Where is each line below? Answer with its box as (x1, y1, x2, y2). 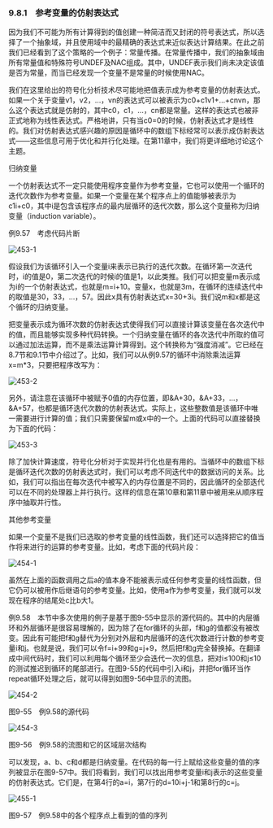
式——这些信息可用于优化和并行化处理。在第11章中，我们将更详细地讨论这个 (8, 136, 264, 146)
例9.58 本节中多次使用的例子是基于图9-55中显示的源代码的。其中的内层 (8, 612, 253, 623)
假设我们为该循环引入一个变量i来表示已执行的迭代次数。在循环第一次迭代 (8, 262, 253, 272)
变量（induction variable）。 (8, 211, 101, 221)
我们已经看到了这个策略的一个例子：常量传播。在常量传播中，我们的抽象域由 (8, 47, 265, 58)
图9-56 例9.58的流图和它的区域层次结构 (8, 740, 147, 750)
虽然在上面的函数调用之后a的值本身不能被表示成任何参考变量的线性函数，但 (8, 575, 262, 585)
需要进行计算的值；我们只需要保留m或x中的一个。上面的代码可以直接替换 (15, 413, 261, 424)
